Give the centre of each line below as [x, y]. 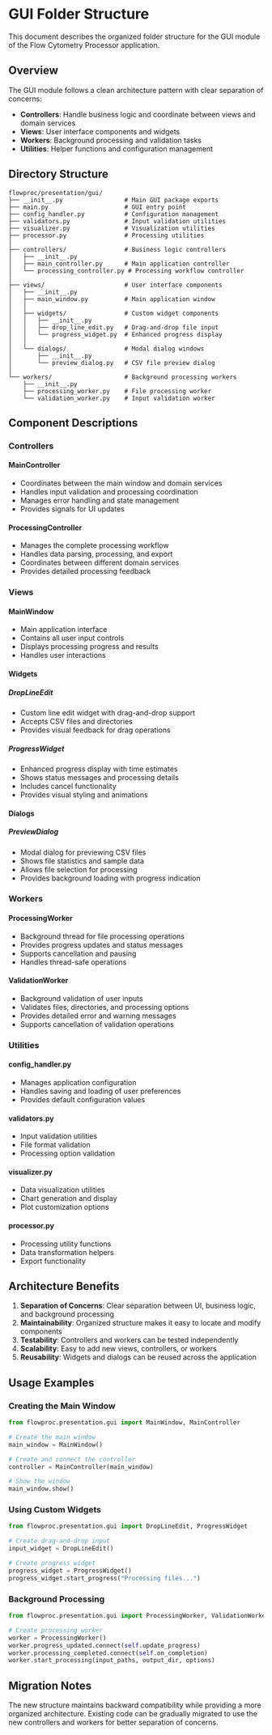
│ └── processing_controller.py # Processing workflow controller [126, 271]
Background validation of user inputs [81, 998]
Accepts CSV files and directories [76, 721]
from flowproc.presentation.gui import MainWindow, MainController [125, 1423]
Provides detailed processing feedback [85, 571]
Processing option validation [68, 1153]
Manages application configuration [78, 1082]
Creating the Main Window [62, 1406]
